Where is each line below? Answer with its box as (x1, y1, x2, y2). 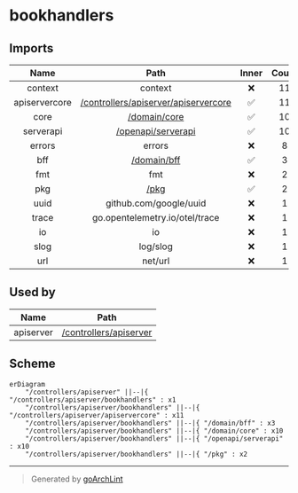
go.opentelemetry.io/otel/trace (91, 212, 220, 223)
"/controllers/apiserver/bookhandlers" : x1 (9, 395, 176, 404)
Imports (9, 41, 54, 56)
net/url (141, 254, 170, 267)
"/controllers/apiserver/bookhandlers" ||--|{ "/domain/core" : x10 (25, 426, 284, 435)
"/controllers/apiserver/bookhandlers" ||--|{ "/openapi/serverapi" (25, 434, 284, 443)
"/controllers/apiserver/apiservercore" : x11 (9, 411, 184, 419)
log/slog (138, 240, 173, 253)
